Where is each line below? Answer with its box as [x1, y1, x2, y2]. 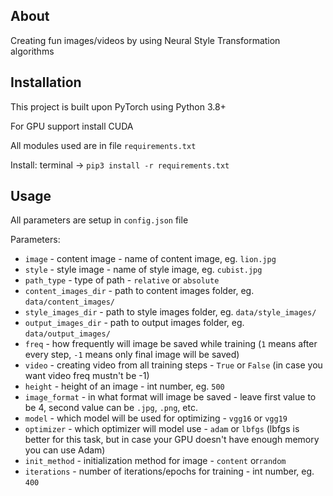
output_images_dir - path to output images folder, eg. [24, 317, 245, 329]
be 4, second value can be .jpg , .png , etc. [24, 402, 198, 414]
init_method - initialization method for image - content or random [24, 455, 287, 467]
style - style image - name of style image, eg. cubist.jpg [24, 264, 263, 276]
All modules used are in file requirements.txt [10, 139, 197, 151]
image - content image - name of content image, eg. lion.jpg [24, 253, 277, 265]
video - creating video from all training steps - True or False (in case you [24, 359, 323, 371]
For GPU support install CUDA [10, 120, 134, 132]
